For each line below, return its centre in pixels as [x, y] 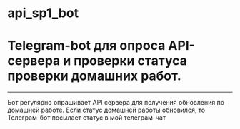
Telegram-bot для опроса [86, 46]
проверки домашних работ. [95, 76]
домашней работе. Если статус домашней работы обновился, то [106, 110]
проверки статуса [131, 61]
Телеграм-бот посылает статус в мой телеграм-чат [87, 118]
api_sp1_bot [43, 13]
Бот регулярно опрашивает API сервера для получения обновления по [116, 103]
